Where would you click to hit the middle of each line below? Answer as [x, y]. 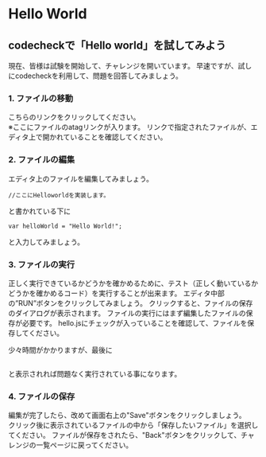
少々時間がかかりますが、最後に [60, 350]
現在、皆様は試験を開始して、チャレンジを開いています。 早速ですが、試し [130, 66]
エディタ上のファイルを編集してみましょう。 [81, 178]
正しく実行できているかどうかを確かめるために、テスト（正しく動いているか [133, 283]
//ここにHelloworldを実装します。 [59, 195]
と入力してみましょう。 [46, 242]
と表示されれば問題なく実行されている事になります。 [95, 373]
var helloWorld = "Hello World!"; [66, 226]
